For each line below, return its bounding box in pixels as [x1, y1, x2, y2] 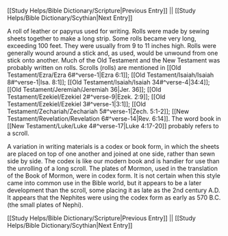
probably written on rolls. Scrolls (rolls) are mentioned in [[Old [7, 64, 181, 71]
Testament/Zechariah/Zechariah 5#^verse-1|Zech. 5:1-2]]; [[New [7, 107, 190, 115]
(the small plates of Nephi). [7, 201, 84, 209]
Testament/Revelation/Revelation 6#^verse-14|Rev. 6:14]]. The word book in [7, 115, 221, 123]
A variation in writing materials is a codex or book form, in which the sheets [7, 143, 220, 150]
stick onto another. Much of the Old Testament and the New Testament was [7, 56, 220, 64]
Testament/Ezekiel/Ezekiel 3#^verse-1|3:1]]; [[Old [7, 100, 146, 108]
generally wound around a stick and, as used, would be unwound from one [7, 49, 218, 57]
